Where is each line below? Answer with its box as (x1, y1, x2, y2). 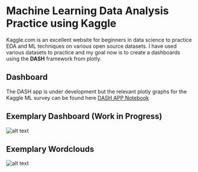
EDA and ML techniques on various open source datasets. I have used (6, 43, 177, 50)
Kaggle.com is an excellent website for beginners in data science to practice (6, 36, 192, 43)
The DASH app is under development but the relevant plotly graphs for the (6, 87, 187, 95)
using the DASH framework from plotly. (6, 55, 102, 62)
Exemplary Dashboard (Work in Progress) (6, 111, 163, 122)
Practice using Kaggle (6, 17, 117, 30)
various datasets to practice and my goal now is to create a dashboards (6, 48, 180, 56)
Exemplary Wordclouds (6, 144, 95, 154)
